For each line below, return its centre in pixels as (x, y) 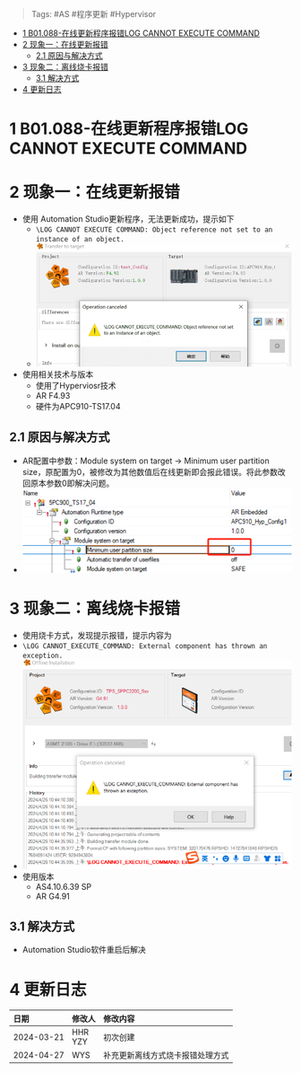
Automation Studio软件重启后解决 (84, 950)
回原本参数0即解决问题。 (68, 483)
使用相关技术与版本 (58, 374)
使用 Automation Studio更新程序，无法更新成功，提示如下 (128, 219)
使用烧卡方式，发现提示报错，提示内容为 (97, 635)
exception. (43, 655)
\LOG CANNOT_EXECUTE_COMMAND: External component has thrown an (145, 646)
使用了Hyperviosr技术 (76, 386)
